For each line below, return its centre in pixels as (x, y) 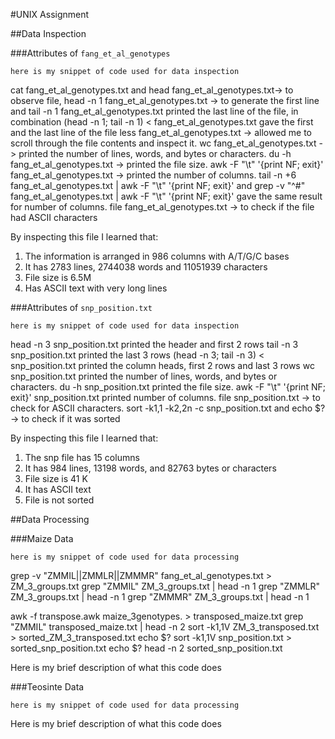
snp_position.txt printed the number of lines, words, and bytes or (144, 376)
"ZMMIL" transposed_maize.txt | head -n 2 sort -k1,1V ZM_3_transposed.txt (165, 627)
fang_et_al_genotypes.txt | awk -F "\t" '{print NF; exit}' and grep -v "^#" (158, 185)
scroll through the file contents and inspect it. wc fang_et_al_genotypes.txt (163, 143)
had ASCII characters (54, 217)
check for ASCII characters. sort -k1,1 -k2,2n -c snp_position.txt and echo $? (168, 408)
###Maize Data (42, 538)
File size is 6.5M (58, 277)
